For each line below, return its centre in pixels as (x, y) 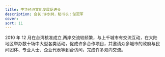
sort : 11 (14, 23)
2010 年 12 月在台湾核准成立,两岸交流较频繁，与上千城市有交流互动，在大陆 (81, 38)
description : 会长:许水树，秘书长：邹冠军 (44, 14)
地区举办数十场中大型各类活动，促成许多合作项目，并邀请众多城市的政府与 (80, 44)
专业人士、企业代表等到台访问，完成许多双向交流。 (74, 50)
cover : (12, 19)
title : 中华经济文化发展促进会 (33, 9)
